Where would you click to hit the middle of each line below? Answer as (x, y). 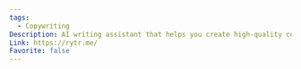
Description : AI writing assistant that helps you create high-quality (146, 34)
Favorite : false (39, 51)
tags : (19, 17)
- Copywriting (43, 26)
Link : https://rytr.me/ (54, 43)
